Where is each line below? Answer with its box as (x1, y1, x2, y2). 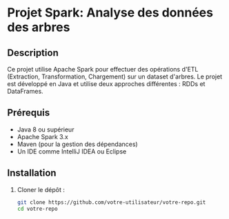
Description (7, 47, 59, 59)
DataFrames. (7, 87, 43, 95)
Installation (7, 167, 57, 179)
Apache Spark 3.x (17, 132, 69, 140)
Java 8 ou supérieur (17, 125, 74, 134)
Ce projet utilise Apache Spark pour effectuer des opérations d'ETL (7, 65, 199, 73)
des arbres (7, 19, 70, 35)
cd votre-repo (17, 205, 58, 212)
